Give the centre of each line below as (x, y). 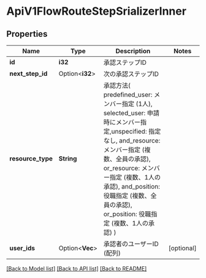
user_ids (22, 248)
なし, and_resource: (132, 141)
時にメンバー (122, 122)
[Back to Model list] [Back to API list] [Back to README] (77, 269)
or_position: (120, 214)
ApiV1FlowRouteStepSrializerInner (97, 11)
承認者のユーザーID (131, 244)
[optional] (182, 248)
